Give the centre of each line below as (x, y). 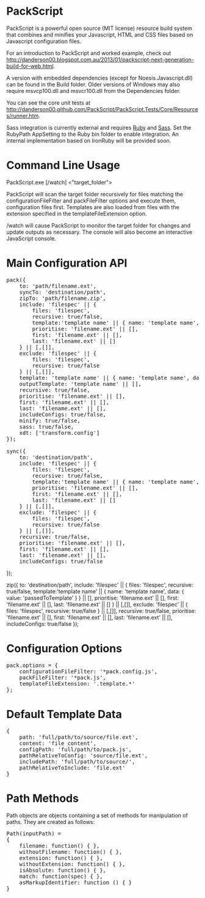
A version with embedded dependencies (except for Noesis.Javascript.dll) (100, 78)
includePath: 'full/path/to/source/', (77, 762)
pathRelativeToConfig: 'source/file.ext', (84, 755)
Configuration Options (64, 648)
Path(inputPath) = (34, 833)
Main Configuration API (67, 263)
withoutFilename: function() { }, (71, 852)
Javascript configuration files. (44, 41)
